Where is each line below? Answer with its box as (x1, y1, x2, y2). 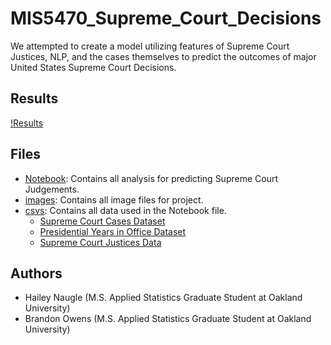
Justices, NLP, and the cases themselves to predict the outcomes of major (10, 50, 317, 62)
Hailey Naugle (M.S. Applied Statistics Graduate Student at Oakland (24, 292, 303, 304)
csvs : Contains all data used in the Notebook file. (24, 204, 227, 216)
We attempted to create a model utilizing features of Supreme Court (10, 40, 290, 52)
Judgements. (24, 183, 80, 195)
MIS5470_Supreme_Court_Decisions (10, 7, 322, 30)
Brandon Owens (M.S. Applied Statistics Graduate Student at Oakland (24, 313, 312, 325)
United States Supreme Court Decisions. (10, 61, 177, 73)
